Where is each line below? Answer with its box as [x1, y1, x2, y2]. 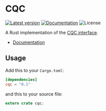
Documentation [12, 39, 45, 45]
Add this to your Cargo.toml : [5, 67, 64, 73]
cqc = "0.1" [5, 82, 30, 87]
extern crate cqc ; [5, 100, 44, 106]
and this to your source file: [5, 91, 62, 97]
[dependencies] [5, 77, 38, 82]
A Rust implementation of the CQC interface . [5, 29, 98, 35]
